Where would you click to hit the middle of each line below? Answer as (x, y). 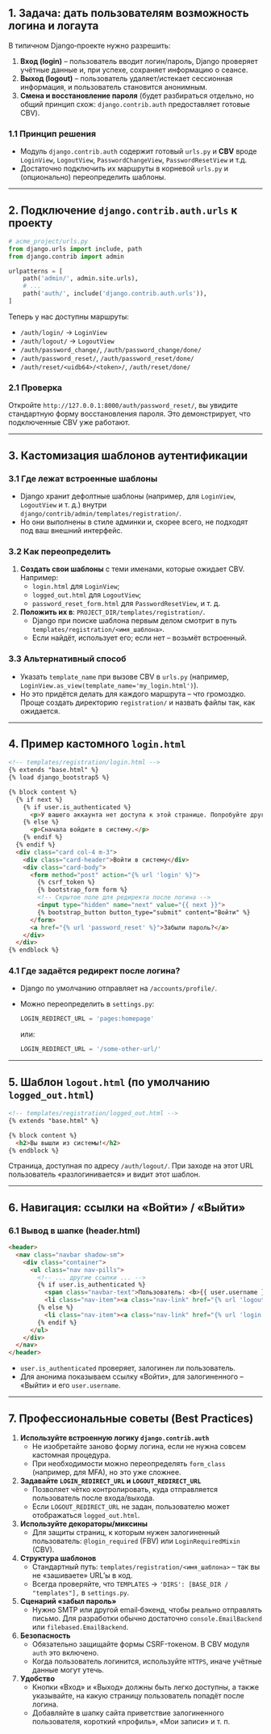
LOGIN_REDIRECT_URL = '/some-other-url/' (91, 1049)
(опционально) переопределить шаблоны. (93, 177)
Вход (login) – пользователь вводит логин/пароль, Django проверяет (139, 61)
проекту (31, 223)
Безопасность (45, 1636)
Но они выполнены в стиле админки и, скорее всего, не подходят (134, 522)
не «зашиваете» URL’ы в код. (82, 1575)
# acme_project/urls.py (48, 241)
